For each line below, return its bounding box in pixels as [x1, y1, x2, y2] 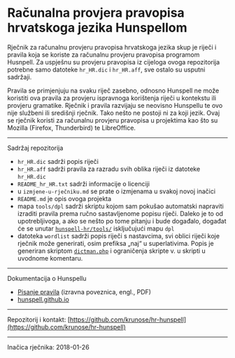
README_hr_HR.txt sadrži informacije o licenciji [17, 179, 150, 188]
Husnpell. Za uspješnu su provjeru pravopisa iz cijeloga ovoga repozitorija [7, 57, 220, 66]
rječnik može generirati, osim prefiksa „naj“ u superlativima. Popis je [17, 239, 215, 247]
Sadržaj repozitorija [7, 144, 64, 152]
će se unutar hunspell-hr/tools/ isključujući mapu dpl [17, 224, 175, 233]
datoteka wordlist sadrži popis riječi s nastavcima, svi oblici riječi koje [17, 231, 220, 240]
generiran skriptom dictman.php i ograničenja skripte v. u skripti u [17, 247, 206, 255]
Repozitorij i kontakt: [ [7, 315, 71, 324]
